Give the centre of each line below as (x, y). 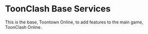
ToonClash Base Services (58, 9)
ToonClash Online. (24, 27)
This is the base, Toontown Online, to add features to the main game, (74, 22)
